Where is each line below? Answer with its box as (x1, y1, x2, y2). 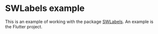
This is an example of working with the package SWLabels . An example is (5, 19, 154, 24)
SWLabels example (5, 3, 85, 14)
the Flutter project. (5, 23, 43, 29)
